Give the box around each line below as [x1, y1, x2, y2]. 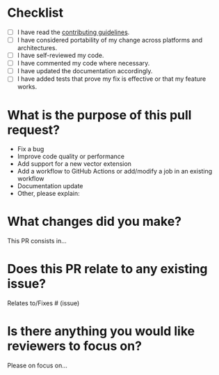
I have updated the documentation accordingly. [17, 67, 153, 75]
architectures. [17, 44, 58, 52]
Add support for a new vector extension [17, 160, 132, 168]
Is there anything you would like [7, 323, 195, 339]
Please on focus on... [7, 361, 68, 370]
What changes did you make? [7, 214, 182, 229]
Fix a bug [17, 145, 44, 153]
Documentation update [17, 182, 83, 190]
